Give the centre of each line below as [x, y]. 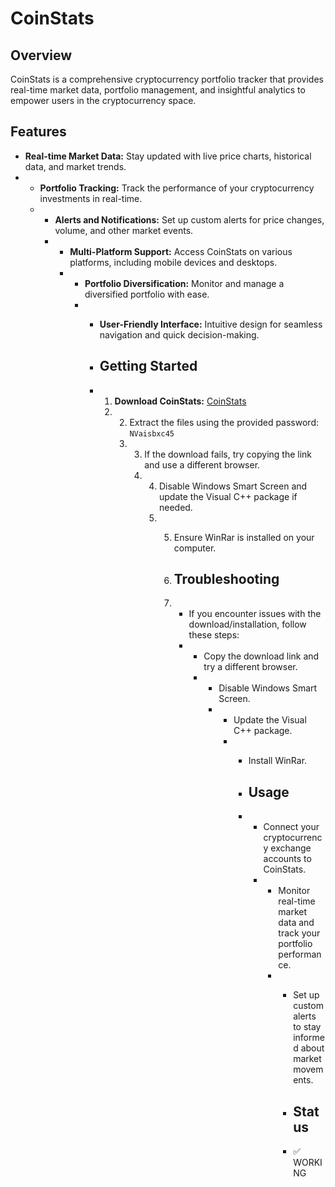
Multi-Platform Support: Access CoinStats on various [181, 251]
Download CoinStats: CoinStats [180, 401]
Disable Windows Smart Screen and [233, 486]
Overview [41, 55]
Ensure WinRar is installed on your [244, 537]
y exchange [287, 848]
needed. [175, 507]
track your [299, 933]
